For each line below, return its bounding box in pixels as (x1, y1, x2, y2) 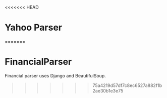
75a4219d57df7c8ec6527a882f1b (92, 82, 162, 88)
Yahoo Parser (5, 22, 63, 33)
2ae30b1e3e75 (92, 87, 124, 93)
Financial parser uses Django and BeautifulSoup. (5, 72, 106, 78)
